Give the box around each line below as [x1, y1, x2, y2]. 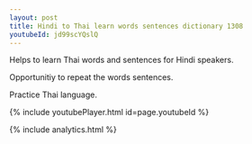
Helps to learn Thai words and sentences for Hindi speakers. [9, 55, 234, 66]
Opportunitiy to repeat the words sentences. [9, 72, 174, 83]
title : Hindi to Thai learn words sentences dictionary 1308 [9, 22, 244, 31]
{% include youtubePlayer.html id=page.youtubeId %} [9, 107, 210, 118]
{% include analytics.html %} [9, 124, 117, 135]
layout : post [9, 13, 58, 22]
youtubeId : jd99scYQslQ [9, 30, 99, 39]
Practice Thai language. [9, 89, 97, 100]
